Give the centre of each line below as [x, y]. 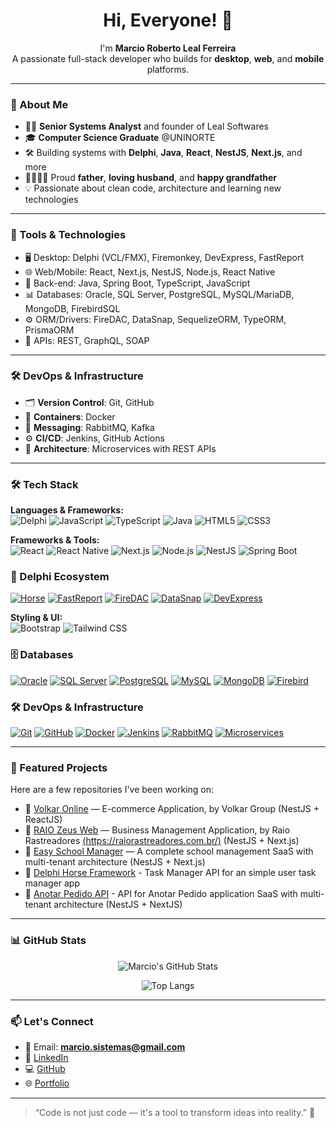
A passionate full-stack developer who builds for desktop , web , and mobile [168, 58]
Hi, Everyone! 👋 [168, 20]
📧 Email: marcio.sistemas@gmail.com [105, 1046]
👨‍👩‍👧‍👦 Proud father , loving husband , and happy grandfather [151, 178]
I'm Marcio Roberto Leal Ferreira [168, 48]
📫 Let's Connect [52, 1021]
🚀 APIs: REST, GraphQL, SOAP [87, 340]
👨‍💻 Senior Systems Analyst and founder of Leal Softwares [146, 126]
